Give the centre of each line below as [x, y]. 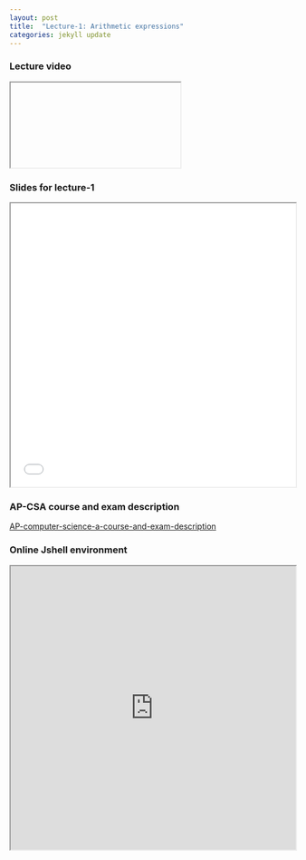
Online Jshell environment [69, 550]
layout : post [34, 18]
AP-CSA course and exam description [95, 506]
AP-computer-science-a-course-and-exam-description [113, 526]
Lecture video [41, 66]
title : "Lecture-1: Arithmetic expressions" [96, 26]
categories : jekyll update [60, 34]
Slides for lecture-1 [52, 187]
